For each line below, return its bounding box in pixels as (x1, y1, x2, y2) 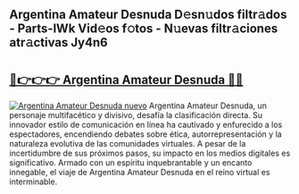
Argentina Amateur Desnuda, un (148, 100, 268, 111)
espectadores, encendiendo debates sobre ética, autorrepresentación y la (9, 129, 283, 139)
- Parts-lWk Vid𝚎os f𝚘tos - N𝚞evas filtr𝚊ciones (9, 21, 278, 37)
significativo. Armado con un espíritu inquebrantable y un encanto (9, 157, 253, 168)
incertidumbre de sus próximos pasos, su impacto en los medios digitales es (9, 148, 291, 158)
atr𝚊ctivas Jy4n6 (9, 35, 109, 50)
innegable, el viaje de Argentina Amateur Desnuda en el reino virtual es (9, 167, 270, 177)
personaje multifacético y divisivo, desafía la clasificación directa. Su (9, 110, 263, 120)
